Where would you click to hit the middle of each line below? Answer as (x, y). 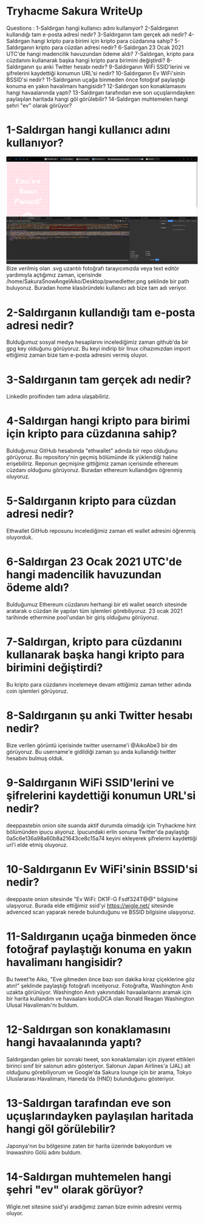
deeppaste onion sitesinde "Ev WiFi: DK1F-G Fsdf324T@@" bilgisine (92, 899)
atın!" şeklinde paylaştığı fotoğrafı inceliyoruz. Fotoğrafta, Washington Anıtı (100, 985)
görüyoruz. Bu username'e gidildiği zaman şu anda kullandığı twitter (91, 752)
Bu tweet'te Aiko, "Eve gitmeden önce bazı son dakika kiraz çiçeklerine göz (101, 979)
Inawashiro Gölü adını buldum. (44, 1152)
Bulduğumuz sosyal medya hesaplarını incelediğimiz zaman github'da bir (97, 342)
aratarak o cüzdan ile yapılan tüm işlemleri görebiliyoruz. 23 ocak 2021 (94, 611)
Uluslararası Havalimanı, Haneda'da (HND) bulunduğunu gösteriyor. (90, 1078)
